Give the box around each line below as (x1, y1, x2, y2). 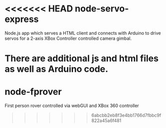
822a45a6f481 (91, 118, 122, 124)
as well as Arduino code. (4, 63, 108, 75)
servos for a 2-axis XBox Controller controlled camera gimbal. (4, 35, 132, 41)
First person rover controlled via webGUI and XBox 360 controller (4, 103, 139, 109)
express (4, 13, 39, 25)
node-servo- (75, 3, 129, 14)
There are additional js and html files (4, 53, 159, 64)
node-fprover (4, 86, 62, 98)
